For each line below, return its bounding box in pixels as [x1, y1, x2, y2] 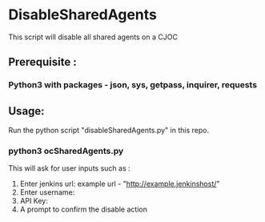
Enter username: [19, 188, 75, 197]
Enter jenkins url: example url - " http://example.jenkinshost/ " [19, 179, 220, 189]
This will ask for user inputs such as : [8, 163, 130, 173]
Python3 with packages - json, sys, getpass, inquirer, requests [8, 79, 258, 91]
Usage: [8, 104, 46, 118]
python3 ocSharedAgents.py [8, 145, 124, 156]
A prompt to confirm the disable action [19, 204, 148, 214]
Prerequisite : [8, 55, 78, 69]
